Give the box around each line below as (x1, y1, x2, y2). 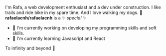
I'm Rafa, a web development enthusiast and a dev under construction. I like (5, 4, 161, 10)
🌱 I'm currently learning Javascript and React (12, 35, 106, 41)
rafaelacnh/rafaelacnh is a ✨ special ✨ (5, 15, 87, 20)
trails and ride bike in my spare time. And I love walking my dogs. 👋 (5, 9, 143, 15)
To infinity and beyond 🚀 (5, 45, 55, 51)
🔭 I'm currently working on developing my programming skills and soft (12, 25, 157, 30)
